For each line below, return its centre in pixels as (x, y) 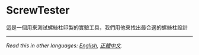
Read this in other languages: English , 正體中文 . (64, 46)
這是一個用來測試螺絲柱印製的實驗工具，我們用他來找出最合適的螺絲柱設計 (97, 27)
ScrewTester (38, 10)
